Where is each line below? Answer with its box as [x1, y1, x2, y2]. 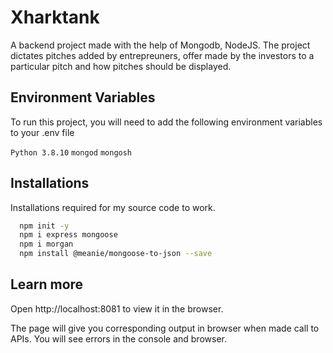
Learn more [10, 276, 84, 293]
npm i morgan [19, 239, 74, 250]
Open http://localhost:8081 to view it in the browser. [10, 302, 224, 315]
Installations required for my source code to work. [10, 201, 216, 213]
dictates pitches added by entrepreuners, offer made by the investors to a [10, 49, 315, 61]
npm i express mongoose [19, 230, 118, 240]
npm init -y [19, 221, 70, 231]
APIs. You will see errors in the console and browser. [10, 332, 227, 345]
